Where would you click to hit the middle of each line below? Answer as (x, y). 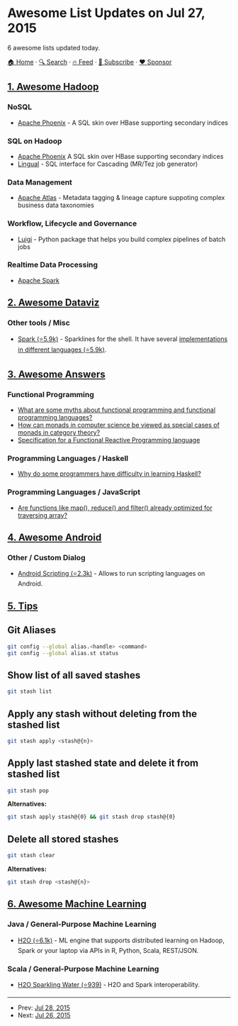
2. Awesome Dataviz (53, 303)
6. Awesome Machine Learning (77, 904)
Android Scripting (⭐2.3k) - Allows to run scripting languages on (111, 574)
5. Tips (23, 606)
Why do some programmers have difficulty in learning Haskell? (109, 474)
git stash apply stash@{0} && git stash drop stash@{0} (91, 817)
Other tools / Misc (39, 323)
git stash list (30, 692)
